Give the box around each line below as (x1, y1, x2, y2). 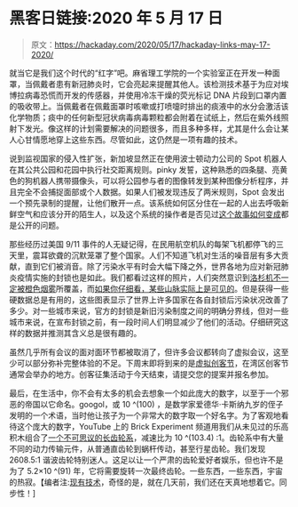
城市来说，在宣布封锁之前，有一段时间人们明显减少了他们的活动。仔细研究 (9, 317, 281, 327)
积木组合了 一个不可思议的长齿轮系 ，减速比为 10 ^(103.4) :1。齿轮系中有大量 (9, 432, 284, 443)
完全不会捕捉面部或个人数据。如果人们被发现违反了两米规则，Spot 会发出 (16, 186, 286, 197)
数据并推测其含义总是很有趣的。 (24, 327, 142, 338)
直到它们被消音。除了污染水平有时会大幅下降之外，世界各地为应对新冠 (24, 261, 281, 271)
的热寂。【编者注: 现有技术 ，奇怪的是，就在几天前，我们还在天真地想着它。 (9, 477, 280, 487)
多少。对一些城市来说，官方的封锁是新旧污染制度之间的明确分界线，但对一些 (9, 305, 289, 316)
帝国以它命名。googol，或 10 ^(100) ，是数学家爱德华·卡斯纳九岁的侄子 (24, 398, 284, 409)
